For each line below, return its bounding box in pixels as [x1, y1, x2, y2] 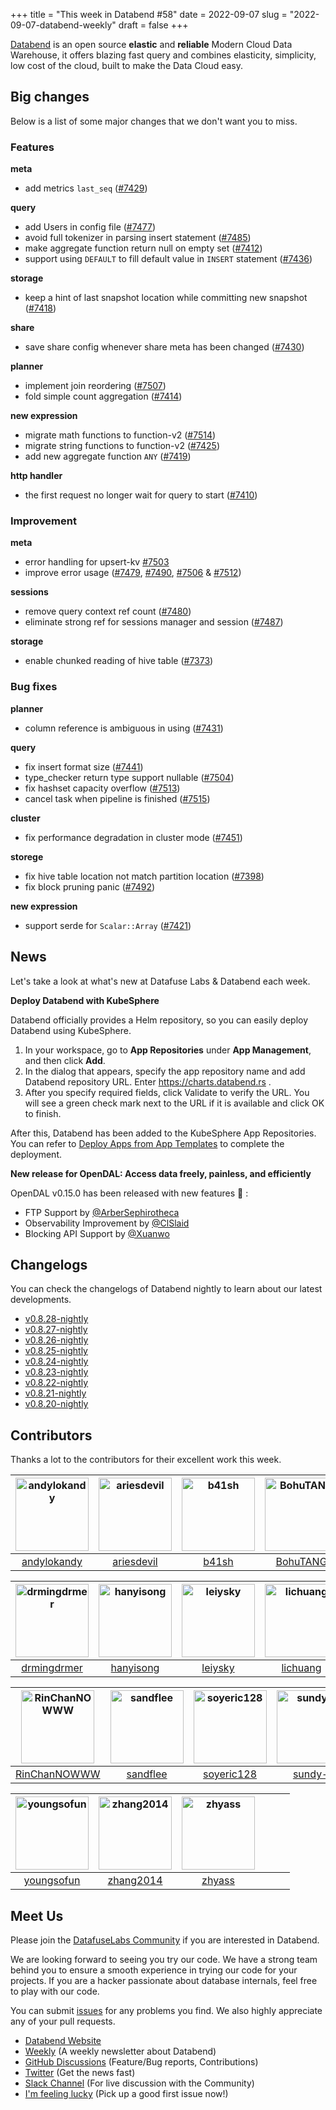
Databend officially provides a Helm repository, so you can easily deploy [10, 1014, 309, 1026]
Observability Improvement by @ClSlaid [24, 1217, 190, 1229]
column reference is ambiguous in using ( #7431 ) [24, 722, 224, 734]
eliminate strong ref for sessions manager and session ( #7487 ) [24, 616, 284, 628]
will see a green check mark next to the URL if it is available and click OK [24, 1097, 325, 1109]
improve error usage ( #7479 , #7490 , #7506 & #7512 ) [24, 567, 242, 579]
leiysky [201, 1661, 235, 1675]
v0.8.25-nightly [24, 1345, 88, 1357]
